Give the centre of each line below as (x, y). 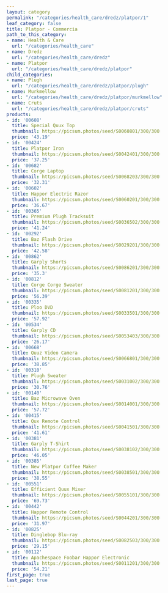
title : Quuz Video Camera (45, 353)
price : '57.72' (31, 410)
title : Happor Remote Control (50, 512)
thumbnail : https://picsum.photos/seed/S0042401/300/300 (86, 154)
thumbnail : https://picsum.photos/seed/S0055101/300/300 (86, 495)
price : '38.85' (31, 364)
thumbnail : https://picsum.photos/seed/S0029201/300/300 (86, 245)
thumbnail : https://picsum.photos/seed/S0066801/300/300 (86, 359)
